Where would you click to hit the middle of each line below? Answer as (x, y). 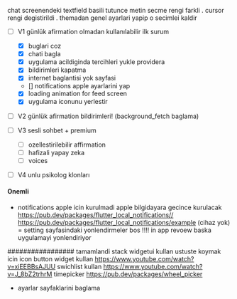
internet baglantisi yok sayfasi (72, 78)
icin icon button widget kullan (50, 259)
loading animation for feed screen (78, 94)
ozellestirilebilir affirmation (67, 145)
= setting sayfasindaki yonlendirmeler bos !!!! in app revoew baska (114, 230)
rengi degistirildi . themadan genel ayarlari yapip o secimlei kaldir (102, 18)
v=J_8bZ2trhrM (30, 274)
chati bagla (45, 54)
